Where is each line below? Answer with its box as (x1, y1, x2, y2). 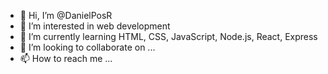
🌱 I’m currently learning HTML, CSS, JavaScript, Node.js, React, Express (19, 31, 318, 42)
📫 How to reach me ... (19, 53, 113, 64)
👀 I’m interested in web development (19, 20, 171, 32)
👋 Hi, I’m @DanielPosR (19, 10, 113, 21)
